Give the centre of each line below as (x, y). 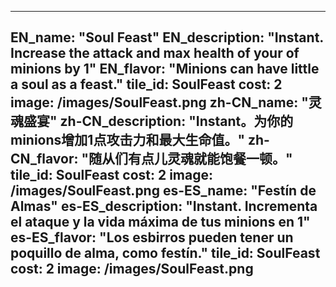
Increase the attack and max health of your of (155, 53)
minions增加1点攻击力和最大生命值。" (127, 140)
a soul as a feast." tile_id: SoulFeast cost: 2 (146, 84)
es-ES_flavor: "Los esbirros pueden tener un (152, 237)
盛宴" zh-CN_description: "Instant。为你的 (158, 121)
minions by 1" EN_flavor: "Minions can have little (165, 69)
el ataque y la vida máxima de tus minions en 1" (160, 222)
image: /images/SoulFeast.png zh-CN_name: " (159, 102)
